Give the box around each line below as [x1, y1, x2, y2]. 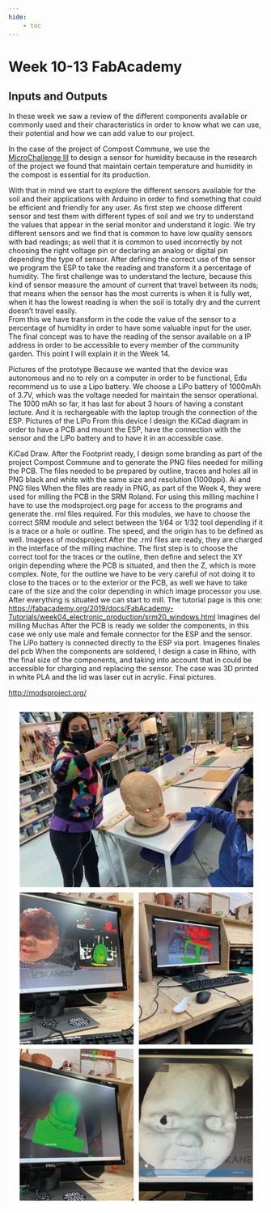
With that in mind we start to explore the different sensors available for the [8, 185, 256, 195]
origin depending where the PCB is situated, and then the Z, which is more [8, 560, 256, 570]
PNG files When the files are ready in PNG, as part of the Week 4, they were [8, 483, 261, 492]
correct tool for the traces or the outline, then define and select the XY [8, 552, 243, 561]
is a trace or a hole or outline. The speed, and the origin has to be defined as [8, 526, 264, 535]
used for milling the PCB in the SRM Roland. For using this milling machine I [8, 492, 259, 501]
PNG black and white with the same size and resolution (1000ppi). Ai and [8, 474, 251, 484]
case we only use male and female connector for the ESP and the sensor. [8, 629, 252, 639]
